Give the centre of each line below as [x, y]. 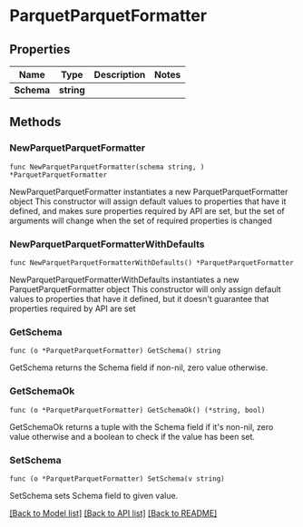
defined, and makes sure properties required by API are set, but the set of [147, 210]
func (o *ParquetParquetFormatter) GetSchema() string [115, 351]
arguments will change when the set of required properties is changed [141, 220]
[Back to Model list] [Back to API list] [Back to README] [113, 512]
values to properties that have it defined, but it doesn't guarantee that [139, 298]
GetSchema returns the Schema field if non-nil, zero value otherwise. [139, 367]
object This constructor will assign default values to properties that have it [148, 201]
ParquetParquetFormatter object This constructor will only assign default [145, 289]
